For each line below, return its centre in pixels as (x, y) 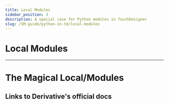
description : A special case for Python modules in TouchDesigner (76, 19)
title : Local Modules (28, 10)
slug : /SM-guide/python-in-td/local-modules (53, 24)
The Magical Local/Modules (65, 78)
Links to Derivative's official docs (59, 96)
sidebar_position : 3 (27, 15)
